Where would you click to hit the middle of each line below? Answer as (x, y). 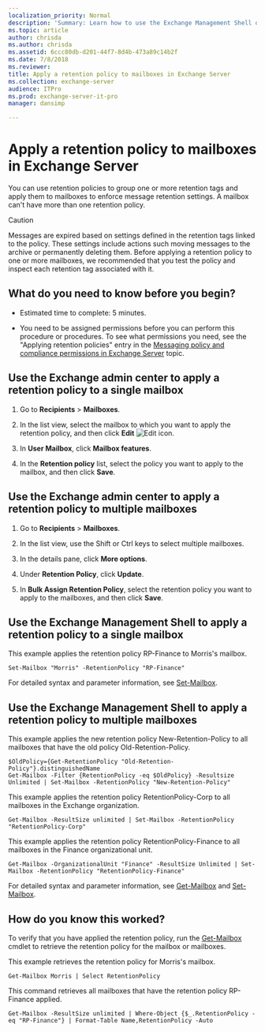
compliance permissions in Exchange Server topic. (102, 353)
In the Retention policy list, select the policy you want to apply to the (131, 463)
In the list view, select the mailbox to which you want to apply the (125, 424)
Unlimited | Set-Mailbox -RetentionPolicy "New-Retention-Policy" (119, 783)
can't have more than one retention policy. (77, 205)
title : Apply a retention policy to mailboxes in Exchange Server (119, 74)
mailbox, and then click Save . (67, 472)
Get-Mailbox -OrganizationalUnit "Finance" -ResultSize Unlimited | (123, 865)
